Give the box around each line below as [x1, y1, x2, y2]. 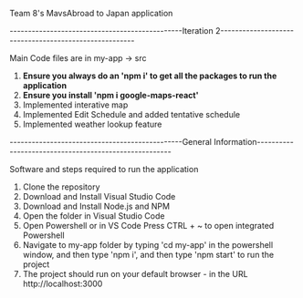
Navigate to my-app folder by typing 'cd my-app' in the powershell [22, 240, 274, 250]
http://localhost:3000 [22, 278, 103, 289]
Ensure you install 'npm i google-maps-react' [22, 90, 199, 100]
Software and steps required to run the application [9, 164, 199, 174]
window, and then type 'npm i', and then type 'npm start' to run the [22, 250, 275, 260]
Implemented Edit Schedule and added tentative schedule [22, 109, 241, 119]
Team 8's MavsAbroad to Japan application [9, 8, 173, 18]
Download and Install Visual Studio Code [22, 191, 176, 201]
